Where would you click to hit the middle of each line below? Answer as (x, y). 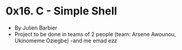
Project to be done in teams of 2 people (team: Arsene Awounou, (95, 34)
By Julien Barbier (36, 28)
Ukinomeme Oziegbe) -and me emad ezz (66, 40)
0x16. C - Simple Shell (61, 11)
